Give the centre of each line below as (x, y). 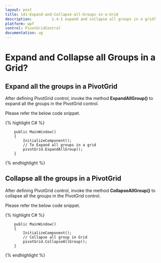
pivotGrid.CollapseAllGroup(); (55, 242)
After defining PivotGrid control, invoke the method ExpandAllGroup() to (79, 98)
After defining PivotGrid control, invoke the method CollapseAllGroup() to (80, 190)
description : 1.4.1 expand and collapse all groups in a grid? (80, 19)
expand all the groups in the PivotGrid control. (52, 103)
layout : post (19, 10)
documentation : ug (24, 33)
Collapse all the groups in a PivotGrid (63, 179)
